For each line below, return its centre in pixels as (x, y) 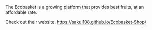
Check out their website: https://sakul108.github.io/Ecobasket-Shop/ (76, 22)
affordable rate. (21, 12)
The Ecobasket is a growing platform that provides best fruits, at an (75, 7)
